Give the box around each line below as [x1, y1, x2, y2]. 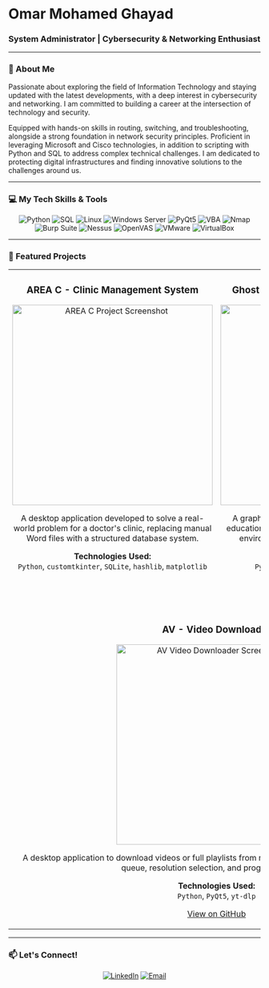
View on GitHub [187, 909, 247, 920]
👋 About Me [8, 63, 55, 75]
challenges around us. [8, 165, 82, 175]
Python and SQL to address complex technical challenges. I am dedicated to [8, 148, 260, 158]
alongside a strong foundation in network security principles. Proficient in [8, 131, 251, 141]
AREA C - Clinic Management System [26, 284, 199, 296]
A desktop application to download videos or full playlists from [22, 853, 257, 864]
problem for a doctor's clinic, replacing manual [36, 522, 212, 534]
